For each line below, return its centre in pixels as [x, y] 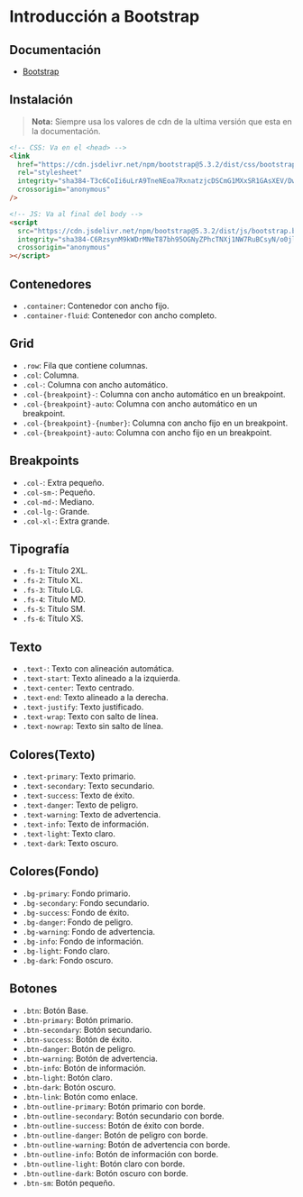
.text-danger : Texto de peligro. [80, 805]
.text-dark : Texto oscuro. [70, 844]
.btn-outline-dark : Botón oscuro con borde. [105, 1173]
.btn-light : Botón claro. [67, 1077]
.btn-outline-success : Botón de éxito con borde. [113, 1125]
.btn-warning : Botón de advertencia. [90, 1058]
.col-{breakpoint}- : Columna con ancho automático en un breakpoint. [154, 394]
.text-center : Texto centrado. [78, 688]
